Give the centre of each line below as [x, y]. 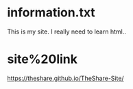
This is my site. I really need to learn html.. [67, 31]
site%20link [42, 59]
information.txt [51, 13]
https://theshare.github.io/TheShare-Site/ [66, 78]
